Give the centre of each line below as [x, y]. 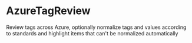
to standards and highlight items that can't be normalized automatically [92, 33]
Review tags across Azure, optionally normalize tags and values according [96, 27]
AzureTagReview [48, 11]
